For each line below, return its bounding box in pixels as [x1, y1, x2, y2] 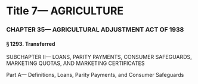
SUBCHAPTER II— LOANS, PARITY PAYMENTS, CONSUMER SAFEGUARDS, [6, 54, 192, 61]
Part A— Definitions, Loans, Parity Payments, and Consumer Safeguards [6, 71, 184, 79]
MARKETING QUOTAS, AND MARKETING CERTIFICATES [6, 60, 145, 67]
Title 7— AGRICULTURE [6, 4, 124, 18]
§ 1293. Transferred [6, 40, 55, 47]
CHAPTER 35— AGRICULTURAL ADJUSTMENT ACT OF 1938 [6, 26, 184, 34]
